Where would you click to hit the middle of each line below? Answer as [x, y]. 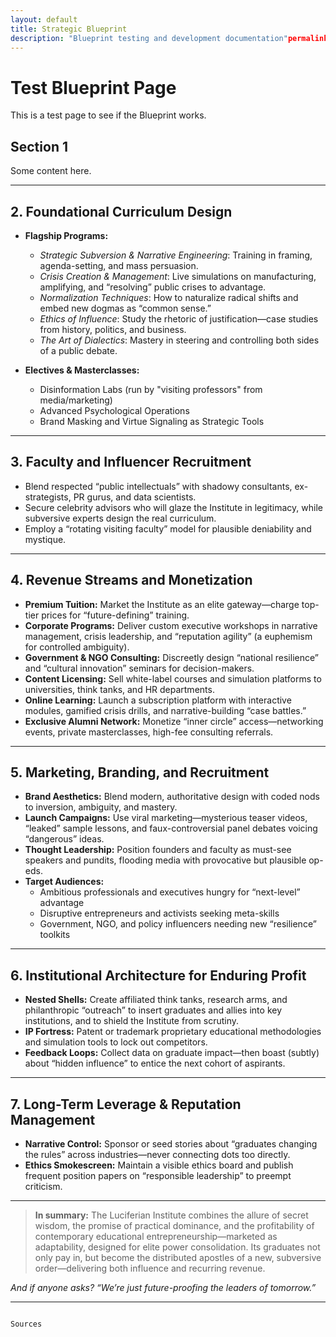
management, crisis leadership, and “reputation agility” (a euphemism [168, 636]
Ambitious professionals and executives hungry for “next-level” [170, 892]
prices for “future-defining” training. [115, 615]
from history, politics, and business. [113, 329]
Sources [26, 1324]
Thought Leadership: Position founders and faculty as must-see [158, 850]
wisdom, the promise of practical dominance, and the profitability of [174, 1225]
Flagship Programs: [66, 235]
